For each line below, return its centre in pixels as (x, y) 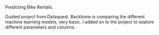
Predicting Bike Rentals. (29, 7)
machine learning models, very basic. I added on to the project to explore (79, 22)
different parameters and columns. (40, 27)
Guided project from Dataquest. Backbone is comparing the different (75, 17)
